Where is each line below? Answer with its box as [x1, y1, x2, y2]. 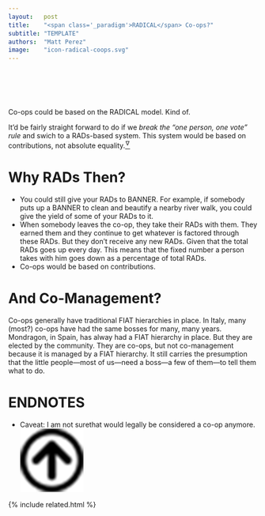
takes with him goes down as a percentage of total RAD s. [19, 253, 207, 262]
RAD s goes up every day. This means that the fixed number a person [19, 245, 244, 254]
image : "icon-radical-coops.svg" [8, 46, 129, 55]
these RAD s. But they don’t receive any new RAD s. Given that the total [19, 236, 248, 246]
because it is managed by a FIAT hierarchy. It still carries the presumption [8, 348, 248, 359]
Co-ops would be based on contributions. [19, 262, 156, 271]
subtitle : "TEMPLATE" [8, 29, 80, 37]
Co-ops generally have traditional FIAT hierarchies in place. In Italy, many [8, 315, 247, 325]
